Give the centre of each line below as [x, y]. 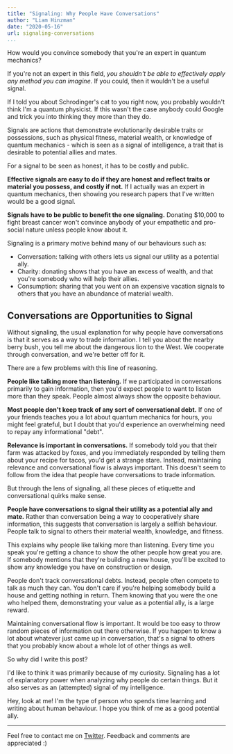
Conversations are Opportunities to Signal [100, 315]
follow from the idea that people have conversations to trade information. [112, 475]
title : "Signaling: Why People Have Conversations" [83, 14]
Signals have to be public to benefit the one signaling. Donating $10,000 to [116, 215]
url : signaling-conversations [51, 33]
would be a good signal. [42, 202]
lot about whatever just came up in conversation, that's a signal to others [111, 639]
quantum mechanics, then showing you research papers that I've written [111, 194]
